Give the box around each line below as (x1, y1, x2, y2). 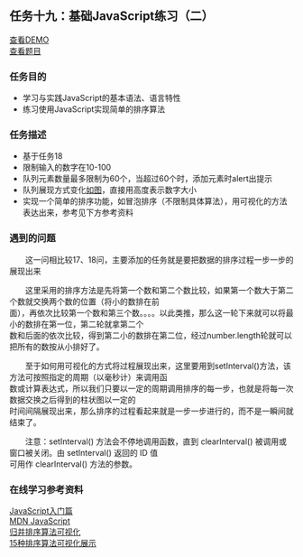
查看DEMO (9, 34, 50, 45)
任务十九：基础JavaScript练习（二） (9, 8, 215, 24)
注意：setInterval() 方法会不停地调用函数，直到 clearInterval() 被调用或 (24, 436, 287, 447)
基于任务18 (22, 151, 63, 162)
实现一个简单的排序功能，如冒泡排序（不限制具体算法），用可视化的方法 (22, 196, 288, 207)
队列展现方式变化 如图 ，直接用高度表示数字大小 (22, 184, 197, 196)
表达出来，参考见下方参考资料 (22, 207, 133, 218)
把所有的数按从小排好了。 (9, 341, 105, 352)
